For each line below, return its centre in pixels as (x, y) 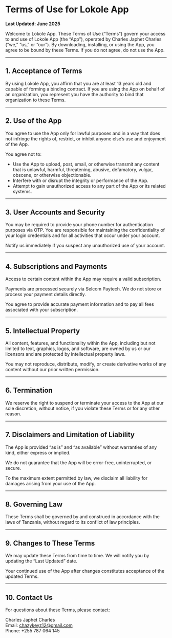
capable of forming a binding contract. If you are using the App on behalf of (85, 89)
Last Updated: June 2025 (33, 24)
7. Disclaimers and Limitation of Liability (70, 435)
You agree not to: (24, 154)
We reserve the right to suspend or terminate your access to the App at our (84, 403)
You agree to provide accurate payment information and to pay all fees (80, 304)
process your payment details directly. (46, 295)
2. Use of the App (34, 121)
